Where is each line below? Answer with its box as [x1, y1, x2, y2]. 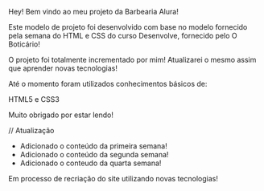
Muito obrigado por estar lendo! [8, 110, 114, 120]
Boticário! [8, 39, 40, 49]
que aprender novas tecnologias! [8, 63, 118, 73]
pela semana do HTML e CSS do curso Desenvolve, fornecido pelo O [8, 31, 237, 40]
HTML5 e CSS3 [8, 95, 60, 104]
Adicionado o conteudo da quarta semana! [19, 158, 162, 168]
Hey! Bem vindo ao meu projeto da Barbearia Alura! [8, 7, 179, 16]
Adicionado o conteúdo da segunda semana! [19, 150, 169, 159]
